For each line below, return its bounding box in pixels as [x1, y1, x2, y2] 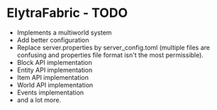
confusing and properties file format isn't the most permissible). [16, 51, 204, 59]
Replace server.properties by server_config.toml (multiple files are [16, 43, 211, 51]
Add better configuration [16, 35, 89, 44]
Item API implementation [16, 73, 89, 82]
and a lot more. [16, 95, 62, 104]
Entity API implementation [16, 66, 93, 74]
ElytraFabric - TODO [6, 5, 128, 21]
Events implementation [16, 88, 84, 97]
